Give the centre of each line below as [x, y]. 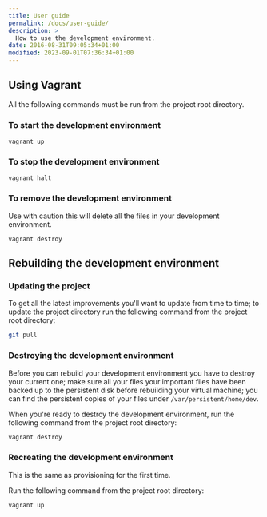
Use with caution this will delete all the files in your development [114, 216]
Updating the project [49, 286]
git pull [23, 335]
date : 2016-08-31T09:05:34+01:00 [64, 46]
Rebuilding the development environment [114, 263]
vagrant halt [30, 178]
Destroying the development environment [91, 356]
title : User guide [39, 16]
